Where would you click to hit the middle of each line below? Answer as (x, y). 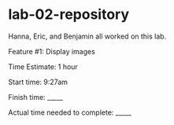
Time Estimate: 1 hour (43, 66)
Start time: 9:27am (38, 82)
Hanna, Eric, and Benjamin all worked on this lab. (87, 36)
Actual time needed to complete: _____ (70, 112)
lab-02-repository (69, 15)
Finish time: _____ (36, 97)
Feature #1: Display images (52, 51)
